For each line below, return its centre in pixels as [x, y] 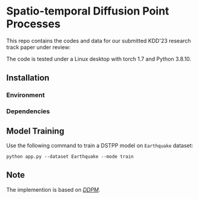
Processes [33, 24]
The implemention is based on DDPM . [54, 189]
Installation [28, 78]
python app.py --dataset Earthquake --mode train [70, 156]
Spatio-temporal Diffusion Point [88, 11]
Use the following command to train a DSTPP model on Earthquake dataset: [100, 145]
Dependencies [28, 111]
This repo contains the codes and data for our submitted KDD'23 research [99, 41]
